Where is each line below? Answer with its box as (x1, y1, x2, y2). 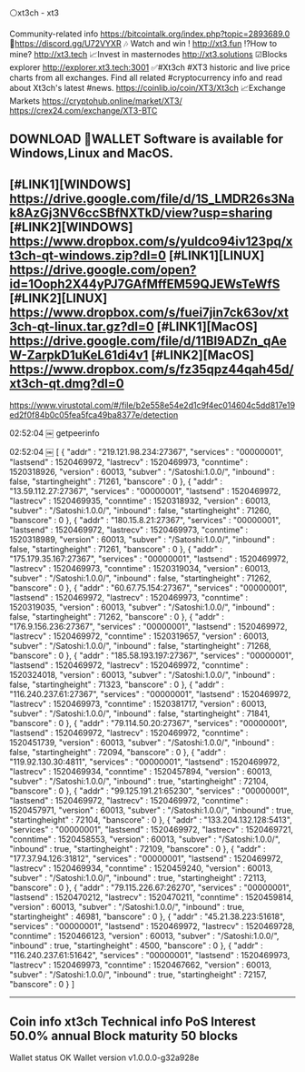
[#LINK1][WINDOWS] (9, 177, 132, 192)
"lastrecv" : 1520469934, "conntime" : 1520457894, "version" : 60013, (9, 766, 272, 777)
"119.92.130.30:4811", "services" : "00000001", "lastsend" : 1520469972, (9, 756, 280, 767)
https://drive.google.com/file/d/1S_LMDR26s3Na (9, 190, 295, 207)
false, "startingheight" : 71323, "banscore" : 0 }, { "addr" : (9, 679, 224, 690)
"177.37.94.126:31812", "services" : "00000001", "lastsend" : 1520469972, (9, 854, 283, 865)
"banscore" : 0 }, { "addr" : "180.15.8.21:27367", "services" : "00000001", (9, 515, 281, 526)
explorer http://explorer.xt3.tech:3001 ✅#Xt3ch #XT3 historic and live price (9, 62, 290, 73)
